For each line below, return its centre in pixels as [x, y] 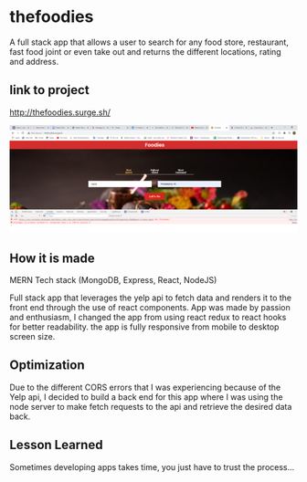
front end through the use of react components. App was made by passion [150, 308]
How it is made [52, 258]
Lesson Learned [56, 445]
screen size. [32, 337]
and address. [34, 61]
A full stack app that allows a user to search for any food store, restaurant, [149, 42]
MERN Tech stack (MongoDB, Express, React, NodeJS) [113, 280]
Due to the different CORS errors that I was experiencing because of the [145, 387]
